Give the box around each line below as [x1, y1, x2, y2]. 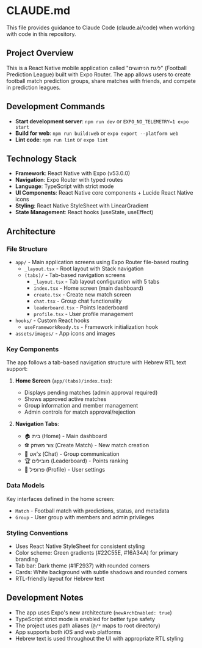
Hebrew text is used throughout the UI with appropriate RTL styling [15, 635, 184, 642]
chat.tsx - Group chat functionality [33, 297, 122, 305]
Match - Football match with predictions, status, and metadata [15, 507, 170, 514]
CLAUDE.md [6, 4, 71, 18]
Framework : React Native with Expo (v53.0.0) [15, 170, 131, 177]
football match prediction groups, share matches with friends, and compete [6, 77, 197, 84]
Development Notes [6, 592, 84, 603]
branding [15, 555, 38, 563]
